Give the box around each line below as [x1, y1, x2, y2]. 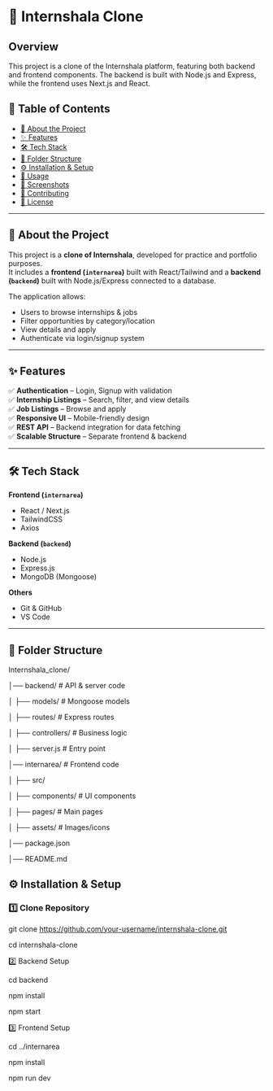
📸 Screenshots [19, 179, 70, 190]
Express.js [19, 563, 55, 573]
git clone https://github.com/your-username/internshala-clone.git [8, 923, 227, 934]
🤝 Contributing [19, 188, 69, 198]
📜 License [19, 197, 54, 207]
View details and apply [19, 325, 97, 334]
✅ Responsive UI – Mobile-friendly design [8, 413, 150, 423]
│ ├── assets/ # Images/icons [8, 823, 110, 832]
